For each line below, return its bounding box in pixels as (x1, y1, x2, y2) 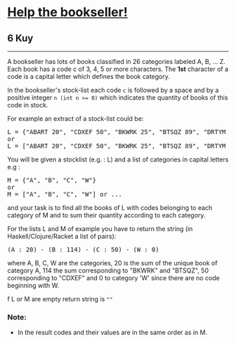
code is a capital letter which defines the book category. (7, 72, 171, 81)
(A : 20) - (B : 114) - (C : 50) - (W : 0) (7, 246, 159, 254)
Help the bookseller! (7, 4, 128, 20)
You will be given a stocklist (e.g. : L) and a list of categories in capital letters (7, 155, 229, 164)
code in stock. (7, 101, 48, 109)
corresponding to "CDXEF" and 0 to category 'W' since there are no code (7, 274, 220, 282)
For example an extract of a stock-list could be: (7, 114, 144, 123)
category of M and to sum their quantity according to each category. (7, 211, 206, 219)
